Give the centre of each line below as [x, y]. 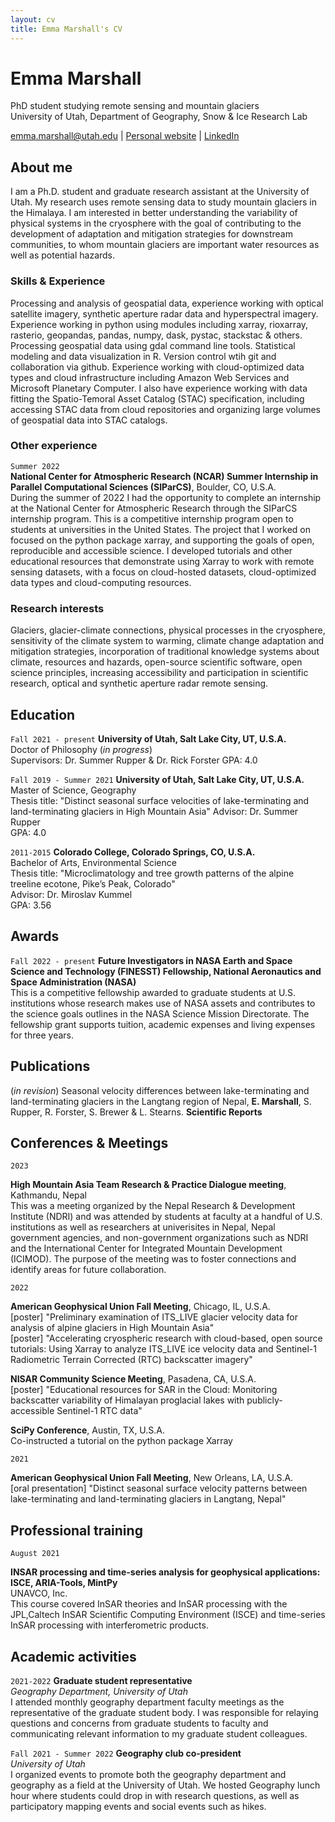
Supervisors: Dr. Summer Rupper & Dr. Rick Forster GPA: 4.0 [134, 760]
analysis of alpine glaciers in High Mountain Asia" [112, 1328]
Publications [50, 1066]
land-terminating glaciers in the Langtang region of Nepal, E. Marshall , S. [161, 1101]
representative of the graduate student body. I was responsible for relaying [164, 1713]
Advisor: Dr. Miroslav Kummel [71, 894]
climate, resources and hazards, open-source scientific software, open [156, 662]
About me [41, 167]
